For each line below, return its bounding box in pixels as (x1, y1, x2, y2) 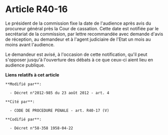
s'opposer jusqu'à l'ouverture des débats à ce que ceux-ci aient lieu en (5, 56, 153, 62)
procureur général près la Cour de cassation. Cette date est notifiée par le (5, 25, 159, 31)
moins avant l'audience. (5, 41, 55, 47)
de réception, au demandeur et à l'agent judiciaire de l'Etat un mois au (5, 36, 151, 42)
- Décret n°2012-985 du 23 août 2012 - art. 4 (10, 90, 109, 95)
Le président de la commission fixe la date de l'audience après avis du (5, 20, 151, 26)
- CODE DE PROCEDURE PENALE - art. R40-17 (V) (10, 108, 109, 113)
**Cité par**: (5, 99, 35, 104)
